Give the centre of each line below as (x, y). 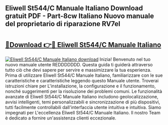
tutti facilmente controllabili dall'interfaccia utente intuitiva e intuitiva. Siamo (83, 107)
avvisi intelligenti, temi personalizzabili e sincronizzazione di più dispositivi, (83, 102)
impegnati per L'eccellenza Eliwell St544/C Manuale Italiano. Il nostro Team (83, 113)
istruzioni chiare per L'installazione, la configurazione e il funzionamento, (80, 86)
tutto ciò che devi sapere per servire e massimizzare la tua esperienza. (78, 70)
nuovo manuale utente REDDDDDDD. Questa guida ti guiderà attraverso (79, 65)
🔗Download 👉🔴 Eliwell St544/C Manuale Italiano (83, 45)
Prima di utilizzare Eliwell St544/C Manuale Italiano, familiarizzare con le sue (84, 75)
